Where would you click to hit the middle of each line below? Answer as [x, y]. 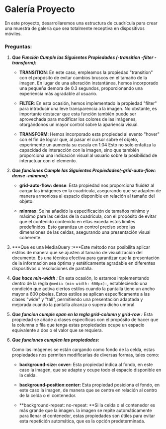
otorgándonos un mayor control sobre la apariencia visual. [79, 125]
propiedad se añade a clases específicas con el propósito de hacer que [85, 320]
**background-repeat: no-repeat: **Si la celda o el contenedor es [87, 405]
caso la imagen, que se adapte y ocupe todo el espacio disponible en [90, 370]
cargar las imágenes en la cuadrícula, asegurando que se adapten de [90, 191]
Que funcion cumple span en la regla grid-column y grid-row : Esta [82, 314]
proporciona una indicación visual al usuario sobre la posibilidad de [88, 155]
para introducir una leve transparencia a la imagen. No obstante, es [88, 109]
